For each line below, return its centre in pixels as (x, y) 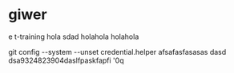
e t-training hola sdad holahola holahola (74, 36)
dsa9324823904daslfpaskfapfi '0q (66, 60)
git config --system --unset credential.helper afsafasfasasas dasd (117, 52)
